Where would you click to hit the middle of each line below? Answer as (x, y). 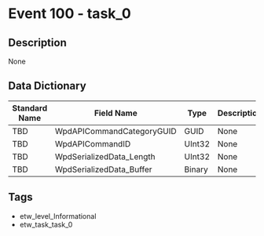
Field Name (115, 113)
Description (37, 43)
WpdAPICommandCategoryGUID (115, 131)
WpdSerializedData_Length (105, 156)
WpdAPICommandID (93, 143)
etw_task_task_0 (46, 224)
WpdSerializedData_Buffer (103, 169)
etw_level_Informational (58, 216)
